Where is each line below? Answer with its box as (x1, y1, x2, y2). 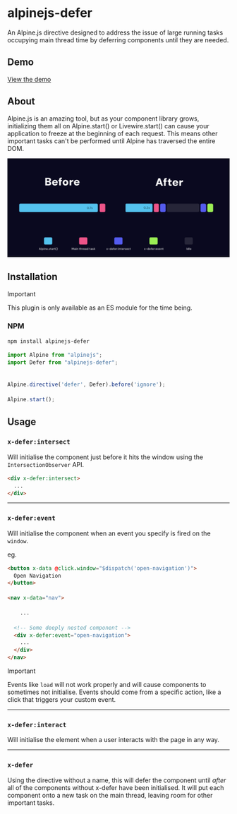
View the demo (7, 75, 51, 83)
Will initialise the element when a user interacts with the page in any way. (7, 736, 220, 744)
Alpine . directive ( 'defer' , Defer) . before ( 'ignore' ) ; (7, 381, 166, 389)
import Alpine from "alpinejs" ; (7, 351, 102, 358)
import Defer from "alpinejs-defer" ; (7, 358, 119, 366)
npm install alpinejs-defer (7, 338, 90, 345)
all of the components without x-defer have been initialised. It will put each (7, 783, 224, 791)
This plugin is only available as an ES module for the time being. (7, 303, 193, 312)
